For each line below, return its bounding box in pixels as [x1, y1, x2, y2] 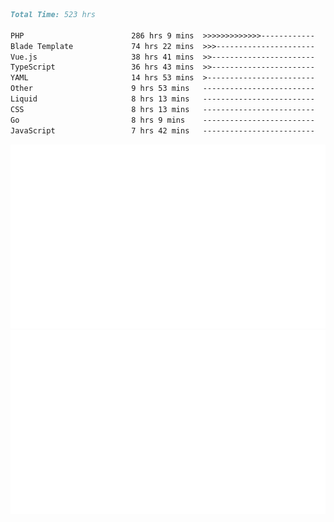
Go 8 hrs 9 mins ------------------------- [10, 115, 315, 125]
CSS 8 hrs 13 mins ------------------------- [10, 104, 315, 114]
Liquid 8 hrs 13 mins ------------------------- [10, 94, 315, 104]
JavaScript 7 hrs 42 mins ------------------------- [10, 125, 315, 136]
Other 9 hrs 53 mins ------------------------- [10, 84, 315, 94]
